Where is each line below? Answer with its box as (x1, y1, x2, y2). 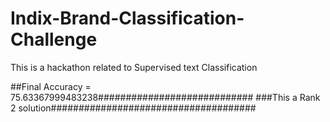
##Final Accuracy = (10, 80, 92, 92)
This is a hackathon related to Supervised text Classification (10, 61, 258, 73)
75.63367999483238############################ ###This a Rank (10, 91, 321, 103)
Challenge (10, 28, 98, 51)
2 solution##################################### (10, 102, 257, 114)
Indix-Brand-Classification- (10, 7, 245, 30)
